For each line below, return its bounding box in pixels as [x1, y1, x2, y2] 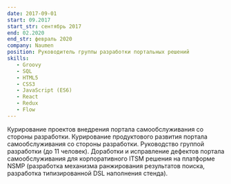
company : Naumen [7, 42, 54, 49]
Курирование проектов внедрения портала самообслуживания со [7, 125, 204, 133]
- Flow [16, 106, 36, 113]
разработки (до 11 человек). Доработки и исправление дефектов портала [7, 147, 225, 155]
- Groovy [16, 61, 41, 68]
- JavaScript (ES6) [16, 87, 72, 94]
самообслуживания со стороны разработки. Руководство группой [7, 139, 205, 148]
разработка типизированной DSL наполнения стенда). [7, 169, 168, 177]
